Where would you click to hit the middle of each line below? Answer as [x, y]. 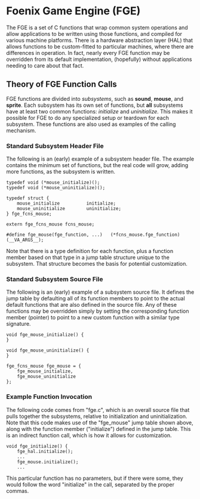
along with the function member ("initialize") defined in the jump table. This [99, 429]
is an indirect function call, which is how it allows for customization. [89, 435]
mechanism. [21, 130]
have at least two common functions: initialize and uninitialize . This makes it [99, 111]
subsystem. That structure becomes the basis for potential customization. [97, 264]
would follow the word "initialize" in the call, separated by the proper [90, 484]
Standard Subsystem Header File [55, 146]
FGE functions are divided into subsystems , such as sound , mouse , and [95, 98]
